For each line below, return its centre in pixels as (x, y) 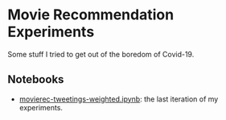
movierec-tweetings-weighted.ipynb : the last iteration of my (119, 99)
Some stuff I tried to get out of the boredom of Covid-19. (101, 54)
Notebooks (36, 79)
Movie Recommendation (91, 15)
